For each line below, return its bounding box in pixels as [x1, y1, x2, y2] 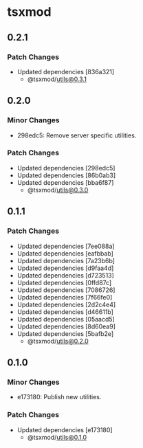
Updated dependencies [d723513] [16, 271, 115, 279]
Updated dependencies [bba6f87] [16, 178, 114, 186]
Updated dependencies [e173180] [16, 425, 113, 434]
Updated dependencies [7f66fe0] [16, 293, 113, 301]
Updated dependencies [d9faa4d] [16, 264, 114, 272]
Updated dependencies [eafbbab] [16, 249, 113, 258]
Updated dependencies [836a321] [16, 67, 115, 76]
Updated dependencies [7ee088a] [16, 242, 115, 250]
